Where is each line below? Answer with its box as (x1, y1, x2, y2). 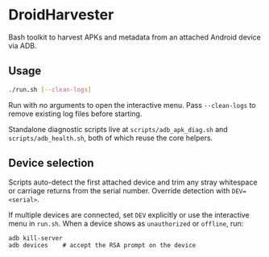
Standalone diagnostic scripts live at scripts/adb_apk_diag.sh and (8, 124, 228, 134)
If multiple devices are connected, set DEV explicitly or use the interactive (8, 210, 250, 220)
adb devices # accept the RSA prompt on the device (8, 242, 197, 250)
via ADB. (8, 40, 38, 50)
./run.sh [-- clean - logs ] (8, 85, 92, 93)
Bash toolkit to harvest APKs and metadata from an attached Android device (8, 32, 262, 42)
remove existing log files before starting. (8, 109, 143, 118)
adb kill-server (8, 234, 63, 242)
